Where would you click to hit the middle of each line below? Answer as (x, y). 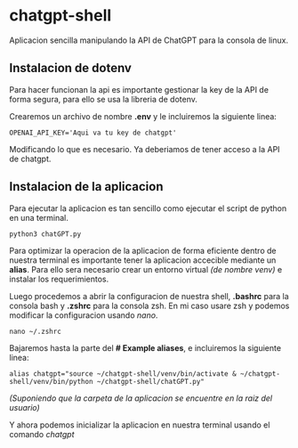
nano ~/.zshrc (36, 331)
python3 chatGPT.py (45, 234)
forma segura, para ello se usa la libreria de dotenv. (104, 99)
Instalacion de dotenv (70, 68)
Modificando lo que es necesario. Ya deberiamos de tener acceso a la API (145, 149)
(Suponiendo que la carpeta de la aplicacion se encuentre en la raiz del (141, 398)
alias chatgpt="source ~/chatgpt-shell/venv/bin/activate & (123, 374)
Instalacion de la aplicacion (86, 187)
